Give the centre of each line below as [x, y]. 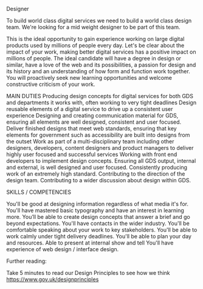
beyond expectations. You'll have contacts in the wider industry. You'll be [98, 223]
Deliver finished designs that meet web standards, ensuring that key [92, 128]
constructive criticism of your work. [51, 84]
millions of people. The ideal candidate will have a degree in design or [94, 58]
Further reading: [26, 261]
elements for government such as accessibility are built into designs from [98, 135]
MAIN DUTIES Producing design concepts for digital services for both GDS [100, 96]
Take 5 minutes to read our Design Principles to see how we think [88, 273]
